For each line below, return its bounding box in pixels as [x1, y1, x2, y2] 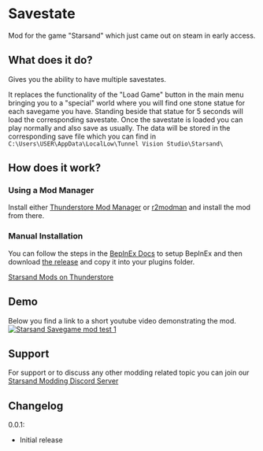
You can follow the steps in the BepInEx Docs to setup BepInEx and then [8, 249, 243, 258]
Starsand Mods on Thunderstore [8, 272, 114, 282]
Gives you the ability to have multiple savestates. [8, 74, 167, 83]
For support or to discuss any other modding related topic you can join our [8, 368, 250, 378]
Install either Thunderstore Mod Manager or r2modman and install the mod [8, 202, 250, 213]
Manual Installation [8, 231, 83, 242]
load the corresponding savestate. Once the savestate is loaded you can [8, 115, 243, 124]
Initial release [19, 435, 63, 445]
